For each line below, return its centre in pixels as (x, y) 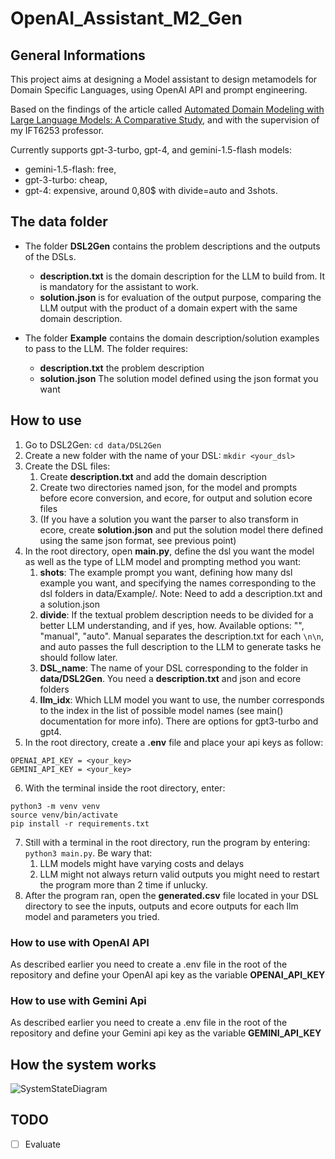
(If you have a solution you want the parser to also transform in (169, 519)
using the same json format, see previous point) (138, 540)
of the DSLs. (50, 256)
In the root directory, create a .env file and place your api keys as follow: (174, 742)
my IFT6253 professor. (57, 130)
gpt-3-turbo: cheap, (66, 180)
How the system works (83, 1064)
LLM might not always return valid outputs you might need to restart (179, 874)
